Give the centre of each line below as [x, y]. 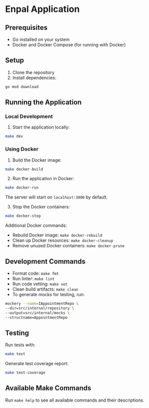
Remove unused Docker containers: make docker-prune [69, 246]
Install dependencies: [34, 78]
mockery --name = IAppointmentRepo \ [42, 304]
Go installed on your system [41, 39]
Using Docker [22, 149]
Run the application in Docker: [43, 179]
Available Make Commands [48, 388]
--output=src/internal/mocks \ [37, 313]
